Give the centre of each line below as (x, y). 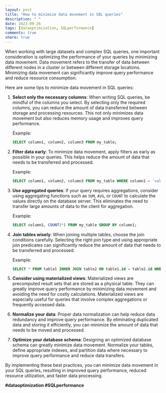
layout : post (19, 10)
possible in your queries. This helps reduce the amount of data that (81, 157)
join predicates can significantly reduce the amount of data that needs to (86, 245)
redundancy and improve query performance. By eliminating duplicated (85, 320)
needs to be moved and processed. (49, 330)
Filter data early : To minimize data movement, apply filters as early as (84, 151)
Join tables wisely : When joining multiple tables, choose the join (78, 234)
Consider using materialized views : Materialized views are (73, 278)
